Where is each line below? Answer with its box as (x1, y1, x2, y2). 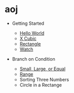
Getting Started (12, 20, 44, 26)
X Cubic (19, 35, 36, 41)
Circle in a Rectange (19, 82, 62, 88)
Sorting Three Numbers (19, 76, 69, 82)
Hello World (19, 30, 45, 36)
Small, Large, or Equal (19, 66, 66, 72)
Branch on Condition (12, 56, 55, 62)
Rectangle (19, 40, 41, 46)
